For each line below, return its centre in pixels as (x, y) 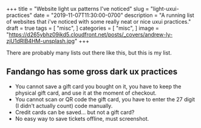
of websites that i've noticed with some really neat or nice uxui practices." (99, 22)
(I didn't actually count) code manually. (64, 106)
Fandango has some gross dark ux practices (92, 72)
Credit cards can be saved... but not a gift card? (75, 112)
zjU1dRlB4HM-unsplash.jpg (40, 41)
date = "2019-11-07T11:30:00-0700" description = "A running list (114, 15)
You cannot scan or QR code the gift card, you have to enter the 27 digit (105, 99)
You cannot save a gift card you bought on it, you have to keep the (98, 86)
